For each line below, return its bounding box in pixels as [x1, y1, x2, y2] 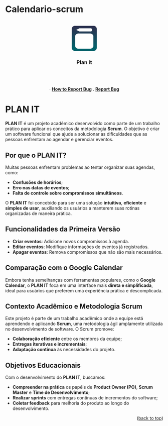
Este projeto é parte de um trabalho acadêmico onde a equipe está [5, 315, 143, 322]
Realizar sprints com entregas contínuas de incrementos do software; [12, 395, 158, 401]
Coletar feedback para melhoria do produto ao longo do [12, 400, 129, 406]
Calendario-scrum [5, 4, 84, 15]
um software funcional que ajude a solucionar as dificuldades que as [5, 131, 147, 137]
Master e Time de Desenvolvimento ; [12, 389, 90, 395]
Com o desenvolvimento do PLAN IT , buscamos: [5, 374, 106, 380]
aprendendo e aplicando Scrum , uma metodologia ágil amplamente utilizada [5, 321, 163, 327]
